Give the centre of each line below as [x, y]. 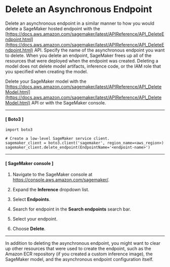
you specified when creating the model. [47, 71]
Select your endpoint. [35, 219]
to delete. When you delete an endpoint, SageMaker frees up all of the [78, 55]
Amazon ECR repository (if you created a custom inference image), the [79, 254]
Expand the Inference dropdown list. [51, 190]
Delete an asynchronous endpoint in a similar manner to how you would [80, 23]
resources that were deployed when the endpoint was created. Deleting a [82, 61]
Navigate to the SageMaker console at [52, 175]
